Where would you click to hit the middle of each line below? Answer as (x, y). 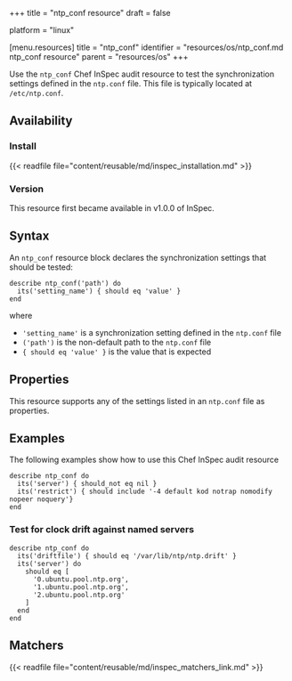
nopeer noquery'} (41, 499)
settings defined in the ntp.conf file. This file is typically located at (130, 83)
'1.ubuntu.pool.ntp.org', (81, 587)
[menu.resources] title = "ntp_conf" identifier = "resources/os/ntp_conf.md (146, 47)
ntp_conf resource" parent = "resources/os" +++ (99, 57)
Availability (41, 121)
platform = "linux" (42, 30)
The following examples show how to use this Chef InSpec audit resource (144, 460)
